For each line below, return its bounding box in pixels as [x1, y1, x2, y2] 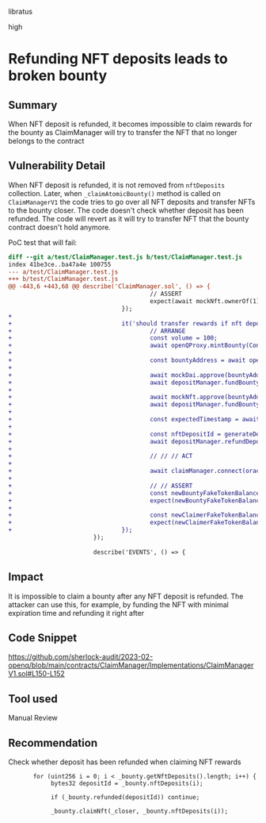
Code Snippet [8, 631, 78, 644]
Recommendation [8, 736, 97, 749]
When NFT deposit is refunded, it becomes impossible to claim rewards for [8, 119, 253, 129]
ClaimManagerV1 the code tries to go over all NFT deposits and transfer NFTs [8, 197, 256, 206]
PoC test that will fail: [8, 237, 78, 247]
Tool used [8, 692, 58, 706]
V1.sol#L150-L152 [8, 669, 65, 679]
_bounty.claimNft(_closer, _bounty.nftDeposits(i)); [50, 807, 228, 815]
